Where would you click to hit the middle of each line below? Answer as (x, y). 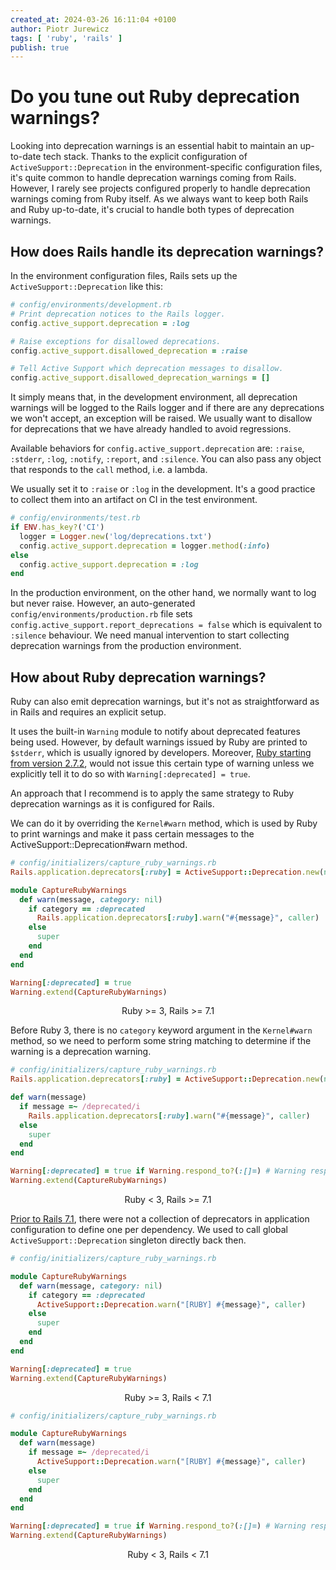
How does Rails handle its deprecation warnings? (167, 251)
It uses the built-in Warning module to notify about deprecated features (155, 732)
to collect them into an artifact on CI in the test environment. (134, 500)
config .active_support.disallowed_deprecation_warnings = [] (140, 378)
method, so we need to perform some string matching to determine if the (161, 1041)
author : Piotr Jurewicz (60, 29)
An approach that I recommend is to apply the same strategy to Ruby (152, 793)
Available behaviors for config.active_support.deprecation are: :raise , (157, 448)
